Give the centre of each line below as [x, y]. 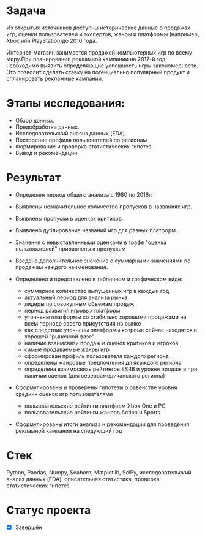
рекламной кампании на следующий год [69, 430]
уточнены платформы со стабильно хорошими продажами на [105, 317]
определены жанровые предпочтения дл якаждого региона [103, 362]
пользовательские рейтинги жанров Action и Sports [92, 412]
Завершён [28, 527]
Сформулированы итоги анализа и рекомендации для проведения [102, 424]
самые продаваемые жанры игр [67, 349]
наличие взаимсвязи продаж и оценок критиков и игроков [101, 343]
